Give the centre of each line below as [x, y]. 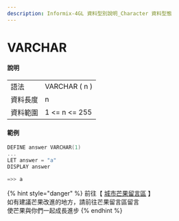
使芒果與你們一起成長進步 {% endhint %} [65, 210]
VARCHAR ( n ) [69, 87]
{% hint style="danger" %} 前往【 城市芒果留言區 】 [81, 193]
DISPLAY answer [29, 167]
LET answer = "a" [32, 160]
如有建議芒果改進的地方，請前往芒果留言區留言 [73, 202]
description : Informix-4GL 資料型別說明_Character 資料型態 [89, 13]
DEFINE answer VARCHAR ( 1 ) [44, 148]
